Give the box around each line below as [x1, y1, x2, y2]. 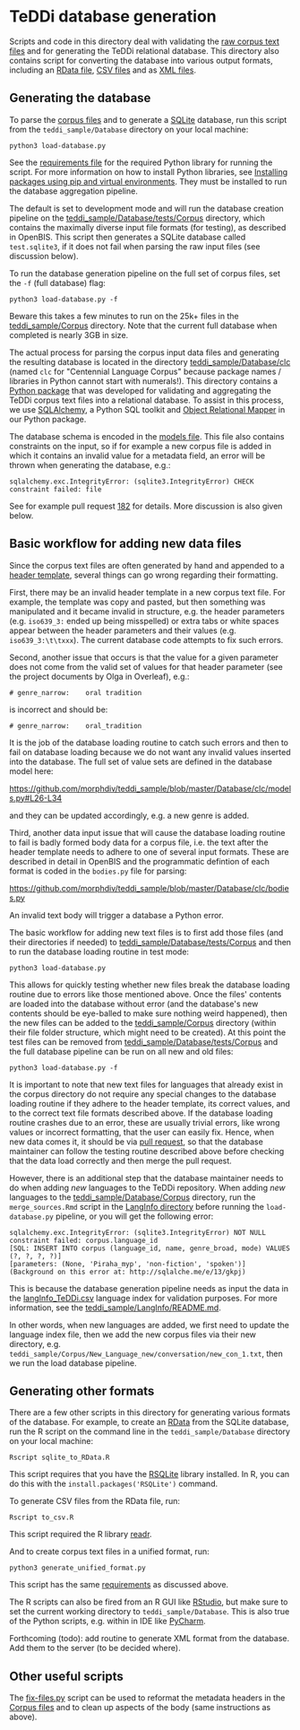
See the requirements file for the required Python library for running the [9, 157, 273, 168]
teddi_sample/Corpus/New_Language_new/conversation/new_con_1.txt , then [9, 1348, 284, 1359]
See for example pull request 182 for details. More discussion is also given [9, 500, 283, 511]
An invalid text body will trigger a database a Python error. [9, 909, 224, 920]
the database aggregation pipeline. [9, 186, 139, 196]
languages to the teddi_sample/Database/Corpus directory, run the [9, 1191, 256, 1203]
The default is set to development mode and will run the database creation [9, 203, 284, 213]
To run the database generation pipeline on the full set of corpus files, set [9, 267, 280, 279]
